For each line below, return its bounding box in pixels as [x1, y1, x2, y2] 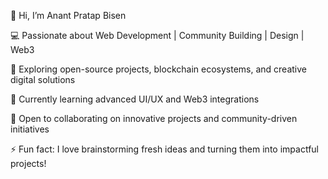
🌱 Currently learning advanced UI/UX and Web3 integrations [10, 93, 260, 105]
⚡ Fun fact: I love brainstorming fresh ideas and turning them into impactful [10, 143, 319, 155]
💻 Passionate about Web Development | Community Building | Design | [10, 30, 305, 41]
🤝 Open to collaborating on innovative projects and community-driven [10, 113, 298, 124]
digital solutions [10, 74, 76, 85]
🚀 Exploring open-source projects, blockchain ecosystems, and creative [10, 63, 307, 75]
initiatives [10, 123, 50, 135]
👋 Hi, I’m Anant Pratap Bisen [10, 10, 127, 21]
